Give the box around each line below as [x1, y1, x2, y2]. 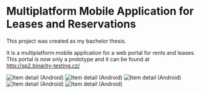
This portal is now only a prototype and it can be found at [6, 55, 150, 63]
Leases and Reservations [6, 17, 137, 31]
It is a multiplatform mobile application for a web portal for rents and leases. [6, 49, 196, 56]
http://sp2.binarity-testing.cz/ [6, 62, 80, 69]
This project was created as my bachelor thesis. [6, 37, 126, 44]
